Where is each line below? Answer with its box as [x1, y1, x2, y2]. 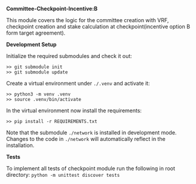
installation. [6, 142, 35, 149]
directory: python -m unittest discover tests [6, 171, 120, 178]
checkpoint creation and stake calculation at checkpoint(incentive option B [6, 23, 190, 30]
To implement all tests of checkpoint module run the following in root [6, 165, 175, 172]
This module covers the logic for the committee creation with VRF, [6, 17, 169, 23]
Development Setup [6, 41, 57, 48]
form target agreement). [6, 29, 66, 36]
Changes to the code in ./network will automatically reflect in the [6, 136, 166, 142]
